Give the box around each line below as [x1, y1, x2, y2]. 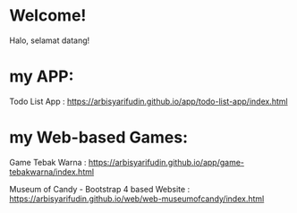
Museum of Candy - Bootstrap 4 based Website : [9, 183, 191, 194]
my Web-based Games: [9, 127, 189, 148]
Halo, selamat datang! [9, 35, 90, 46]
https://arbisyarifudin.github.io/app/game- [88, 157, 244, 167]
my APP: [9, 66, 74, 87]
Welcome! [9, 5, 87, 26]
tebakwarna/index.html [9, 166, 95, 177]
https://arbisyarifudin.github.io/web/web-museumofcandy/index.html [9, 193, 265, 204]
